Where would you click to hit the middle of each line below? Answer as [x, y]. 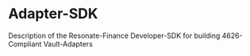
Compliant [25, 43]
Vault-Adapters [68, 43]
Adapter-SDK [53, 14]
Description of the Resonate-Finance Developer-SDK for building [114, 35]
